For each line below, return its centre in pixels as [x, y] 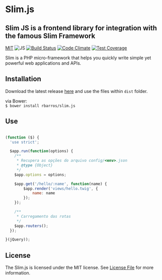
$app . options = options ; [40, 175]
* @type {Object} [35, 165]
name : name [44, 193]
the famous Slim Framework [50, 36]
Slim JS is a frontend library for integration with [81, 28]
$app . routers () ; [32, 226]
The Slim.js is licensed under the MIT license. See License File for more [79, 268]
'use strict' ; [24, 142]
